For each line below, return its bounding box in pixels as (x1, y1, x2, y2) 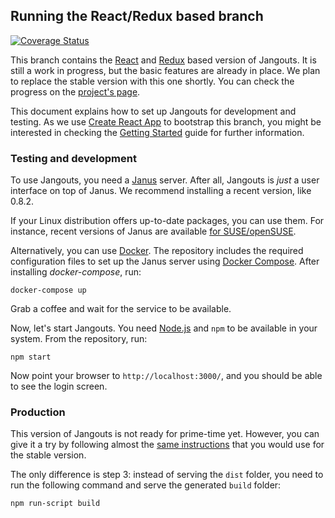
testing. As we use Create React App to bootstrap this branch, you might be (10, 115, 322, 128)
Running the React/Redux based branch (10, 8, 264, 25)
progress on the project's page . (10, 85, 141, 98)
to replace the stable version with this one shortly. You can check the (10, 75, 295, 87)
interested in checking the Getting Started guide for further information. (10, 126, 305, 138)
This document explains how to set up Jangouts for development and (10, 105, 297, 117)
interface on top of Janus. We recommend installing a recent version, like (10, 185, 312, 197)
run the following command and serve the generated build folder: (10, 479, 282, 491)
